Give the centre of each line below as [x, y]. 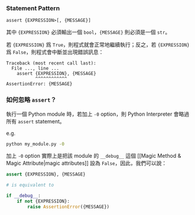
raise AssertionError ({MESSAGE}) [69, 207]
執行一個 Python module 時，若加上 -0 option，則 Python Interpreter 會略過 [98, 114]
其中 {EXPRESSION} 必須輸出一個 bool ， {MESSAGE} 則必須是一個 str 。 [88, 32]
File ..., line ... [35, 69]
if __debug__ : [24, 196]
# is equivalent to [30, 185]
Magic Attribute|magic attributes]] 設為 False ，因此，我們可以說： [87, 163]
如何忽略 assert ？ [31, 100]
